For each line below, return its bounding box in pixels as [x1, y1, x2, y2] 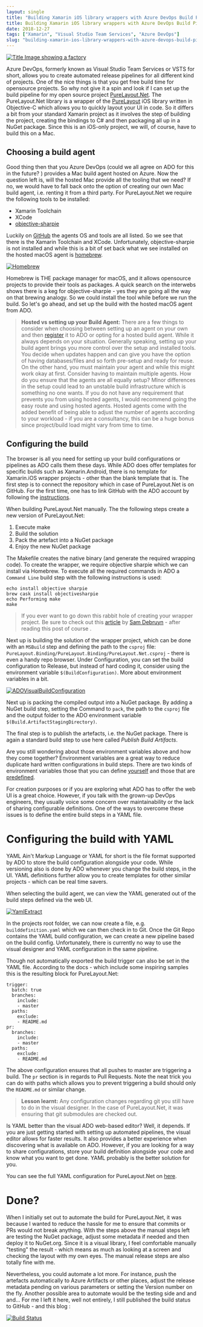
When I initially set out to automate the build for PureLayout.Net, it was [6, 1213, 182, 1220]
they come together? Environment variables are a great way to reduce [6, 754, 180, 762]
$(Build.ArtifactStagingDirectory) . [6, 718, 98, 725]
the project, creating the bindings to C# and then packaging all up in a [6, 117, 180, 124]
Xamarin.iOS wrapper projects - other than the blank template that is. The [6, 474, 189, 481]
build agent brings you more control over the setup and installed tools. [21, 344, 196, 351]
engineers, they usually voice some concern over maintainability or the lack [6, 798, 195, 805]
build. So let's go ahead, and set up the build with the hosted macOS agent [6, 300, 193, 308]
